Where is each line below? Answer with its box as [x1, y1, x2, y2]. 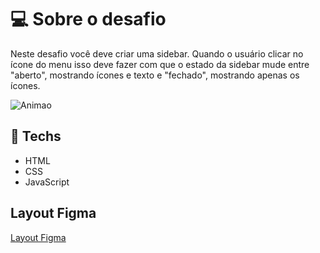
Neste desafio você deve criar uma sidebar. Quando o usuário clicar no [10, 47, 304, 60]
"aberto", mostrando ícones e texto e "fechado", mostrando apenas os [10, 69, 300, 81]
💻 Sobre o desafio [10, 8, 167, 31]
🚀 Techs [10, 128, 62, 145]
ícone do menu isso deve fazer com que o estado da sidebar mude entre [10, 58, 310, 70]
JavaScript [24, 176, 70, 188]
